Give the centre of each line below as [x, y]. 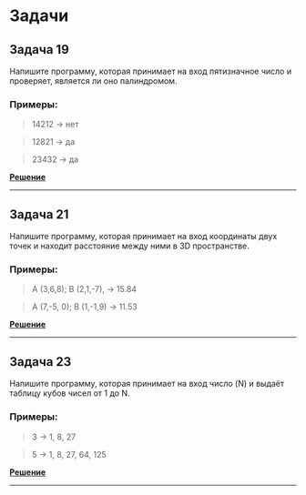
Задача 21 [39, 214]
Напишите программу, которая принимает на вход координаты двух [143, 237]
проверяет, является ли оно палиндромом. [93, 81]
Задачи [39, 16]
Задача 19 [40, 50]
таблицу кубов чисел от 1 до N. [70, 393]
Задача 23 [41, 362]
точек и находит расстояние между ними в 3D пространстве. [130, 246]
